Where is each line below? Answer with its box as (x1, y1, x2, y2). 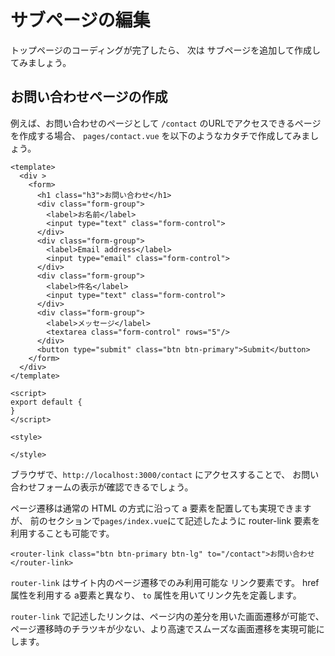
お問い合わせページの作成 (10, 89, 168, 106)
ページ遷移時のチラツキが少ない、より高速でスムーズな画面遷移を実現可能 (10, 622, 317, 635)
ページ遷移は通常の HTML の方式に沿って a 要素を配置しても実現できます (10, 502, 312, 514)
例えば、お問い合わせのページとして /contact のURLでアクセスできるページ (10, 117, 322, 129)
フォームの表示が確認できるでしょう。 (36, 481, 194, 493)
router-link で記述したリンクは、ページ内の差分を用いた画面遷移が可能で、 (10, 610, 325, 622)
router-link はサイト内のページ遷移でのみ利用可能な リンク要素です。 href (10, 576, 320, 588)
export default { (10, 397, 83, 407)
